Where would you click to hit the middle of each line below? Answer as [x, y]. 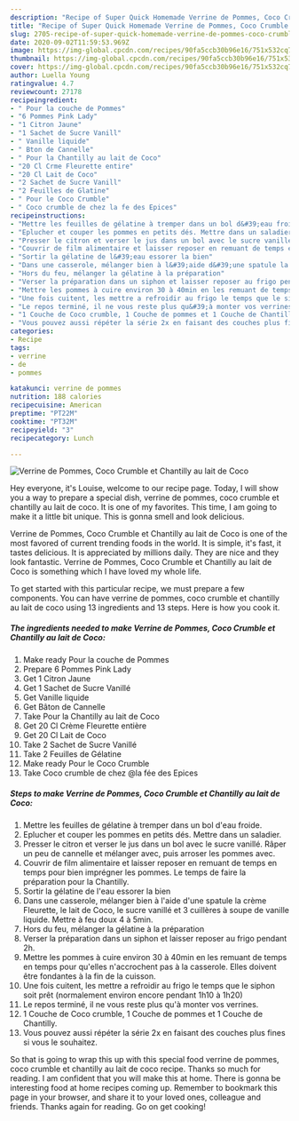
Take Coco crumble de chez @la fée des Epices [110, 773]
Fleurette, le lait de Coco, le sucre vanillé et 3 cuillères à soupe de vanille [156, 910]
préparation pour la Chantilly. [76, 882]
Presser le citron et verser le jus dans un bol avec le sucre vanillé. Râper [154, 844]
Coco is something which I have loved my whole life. [106, 572]
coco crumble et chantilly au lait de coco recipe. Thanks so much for [135, 1069]
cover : [22, 68]
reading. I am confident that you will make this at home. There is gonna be [146, 1078]
